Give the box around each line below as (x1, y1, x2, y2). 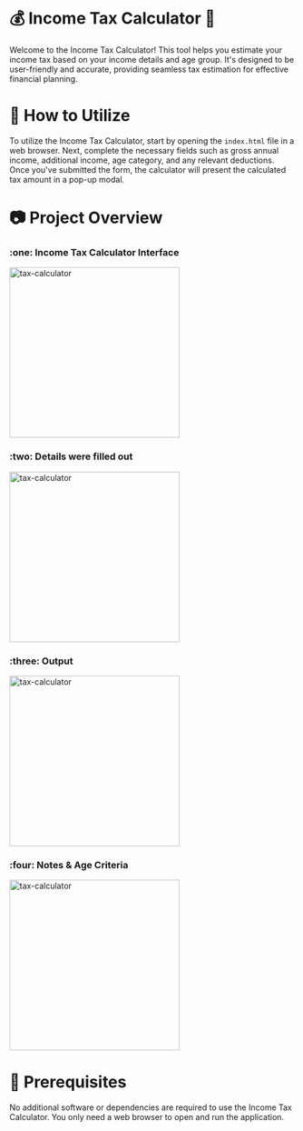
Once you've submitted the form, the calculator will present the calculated (9, 164, 287, 175)
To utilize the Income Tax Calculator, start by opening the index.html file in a (9, 135, 295, 146)
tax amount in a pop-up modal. (9, 174, 125, 185)
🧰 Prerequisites (9, 1072, 127, 1093)
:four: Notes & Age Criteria (9, 858, 129, 871)
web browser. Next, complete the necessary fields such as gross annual (9, 145, 279, 155)
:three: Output (9, 655, 74, 667)
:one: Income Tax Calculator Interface (9, 245, 180, 258)
